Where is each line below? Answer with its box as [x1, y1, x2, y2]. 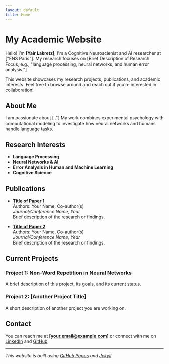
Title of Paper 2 [12, 223, 46, 229]
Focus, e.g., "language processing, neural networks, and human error [5, 61, 149, 67]
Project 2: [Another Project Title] [5, 293, 87, 300]
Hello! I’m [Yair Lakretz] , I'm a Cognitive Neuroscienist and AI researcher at [5, 50, 161, 56]
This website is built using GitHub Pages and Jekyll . [5, 352, 113, 358]
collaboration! [5, 87, 34, 93]
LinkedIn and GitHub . [5, 338, 49, 344]
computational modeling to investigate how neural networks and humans [5, 120, 156, 127]
